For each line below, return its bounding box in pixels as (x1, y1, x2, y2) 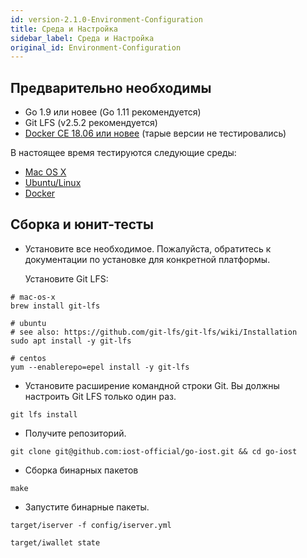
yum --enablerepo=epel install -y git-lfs (10, 362, 190, 372)
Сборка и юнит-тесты (10, 216, 154, 233)
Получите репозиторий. (24, 427, 127, 439)
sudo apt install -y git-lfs (10, 336, 132, 346)
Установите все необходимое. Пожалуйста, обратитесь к (24, 242, 272, 255)
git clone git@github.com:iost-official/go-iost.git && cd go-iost (10, 446, 298, 456)
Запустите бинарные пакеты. (24, 501, 150, 513)
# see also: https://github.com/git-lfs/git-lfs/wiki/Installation (10, 327, 298, 337)
